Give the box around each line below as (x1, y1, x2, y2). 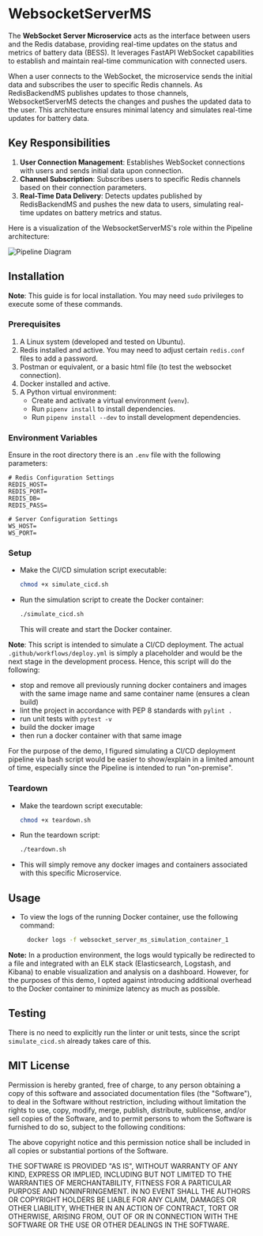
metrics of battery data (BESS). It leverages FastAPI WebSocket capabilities (8, 47, 254, 57)
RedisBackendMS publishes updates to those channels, (8, 88, 190, 97)
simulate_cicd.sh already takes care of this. (8, 1036, 152, 1045)
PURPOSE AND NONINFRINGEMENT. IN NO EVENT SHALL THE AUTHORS (8, 1186, 251, 1196)
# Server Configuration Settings (8, 516, 118, 524)
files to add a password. (19, 353, 99, 363)
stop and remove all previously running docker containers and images (19, 681, 247, 690)
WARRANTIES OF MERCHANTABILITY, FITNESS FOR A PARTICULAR (8, 1177, 231, 1187)
